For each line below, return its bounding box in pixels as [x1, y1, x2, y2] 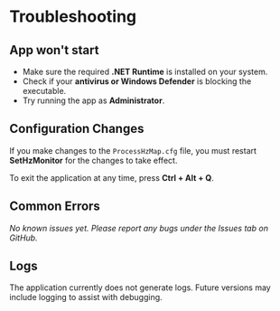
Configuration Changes [9, 121, 145, 137]
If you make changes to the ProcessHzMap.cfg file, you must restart [9, 145, 257, 155]
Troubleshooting [9, 6, 137, 27]
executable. [22, 86, 67, 96]
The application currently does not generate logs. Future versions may [9, 282, 271, 293]
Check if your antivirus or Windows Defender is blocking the [22, 76, 252, 87]
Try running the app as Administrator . [22, 95, 165, 106]
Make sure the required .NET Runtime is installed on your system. [22, 66, 268, 77]
